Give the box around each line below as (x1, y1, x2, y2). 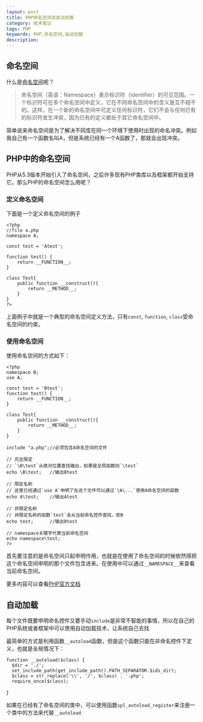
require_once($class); (11, 678, 69, 684)
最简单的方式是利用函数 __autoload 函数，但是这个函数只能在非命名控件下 (6, 637, 187, 645)
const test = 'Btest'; (6, 385, 63, 391)
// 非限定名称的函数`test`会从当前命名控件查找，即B (6, 512, 124, 518)
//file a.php (6, 227, 39, 233)
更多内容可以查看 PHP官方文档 (6, 580, 81, 588)
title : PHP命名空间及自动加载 (6, 15, 74, 21)
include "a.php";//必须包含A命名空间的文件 (6, 445, 108, 451)
